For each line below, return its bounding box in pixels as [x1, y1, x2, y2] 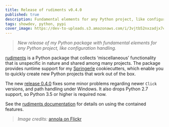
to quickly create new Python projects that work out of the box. [5, 71, 136, 77]
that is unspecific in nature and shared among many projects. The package [5, 60, 161, 66]
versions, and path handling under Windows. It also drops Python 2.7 [5, 86, 148, 92]
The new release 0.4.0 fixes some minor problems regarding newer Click [5, 81, 157, 87]
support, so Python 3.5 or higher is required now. [5, 91, 107, 97]
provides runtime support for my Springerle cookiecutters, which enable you [5, 66, 164, 72]
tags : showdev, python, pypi [5, 21, 66, 27]
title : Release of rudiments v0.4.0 [5, 7, 82, 13]
